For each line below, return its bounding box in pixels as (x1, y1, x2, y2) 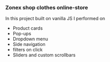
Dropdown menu (12, 36, 49, 42)
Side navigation (12, 41, 46, 47)
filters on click (12, 47, 43, 53)
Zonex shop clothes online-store (5, 4, 89, 11)
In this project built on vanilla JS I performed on (5, 16, 105, 22)
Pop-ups (12, 31, 32, 37)
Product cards (12, 25, 43, 31)
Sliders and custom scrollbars (12, 52, 76, 58)
